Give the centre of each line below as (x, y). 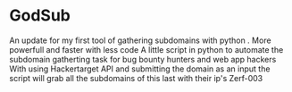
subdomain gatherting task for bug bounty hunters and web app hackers (143, 59)
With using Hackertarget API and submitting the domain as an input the (140, 69)
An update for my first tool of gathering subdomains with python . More (140, 40)
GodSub (40, 16)
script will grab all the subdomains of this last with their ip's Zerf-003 (136, 78)
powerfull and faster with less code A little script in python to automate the (146, 49)
